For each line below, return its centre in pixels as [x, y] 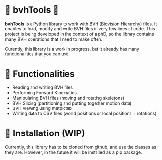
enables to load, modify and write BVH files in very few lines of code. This [80, 28]
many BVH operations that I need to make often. [54, 39]
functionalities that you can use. [37, 54]
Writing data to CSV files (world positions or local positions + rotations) [84, 113]
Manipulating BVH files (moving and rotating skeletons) [68, 98]
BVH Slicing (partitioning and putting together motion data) [72, 103]
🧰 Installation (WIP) [45, 133]
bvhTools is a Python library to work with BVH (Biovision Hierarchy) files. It [81, 24]
